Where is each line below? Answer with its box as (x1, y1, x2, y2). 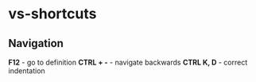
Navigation (8, 37, 64, 50)
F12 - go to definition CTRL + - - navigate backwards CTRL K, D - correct (8, 57, 248, 67)
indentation (8, 66, 45, 76)
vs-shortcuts (8, 5, 97, 23)
